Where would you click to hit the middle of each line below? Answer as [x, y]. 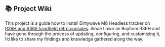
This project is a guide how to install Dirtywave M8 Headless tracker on [78, 23]
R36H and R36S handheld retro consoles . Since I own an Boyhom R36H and [82, 28]
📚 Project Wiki [28, 9]
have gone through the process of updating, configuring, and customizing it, [83, 34]
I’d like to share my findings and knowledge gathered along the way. [74, 39]
